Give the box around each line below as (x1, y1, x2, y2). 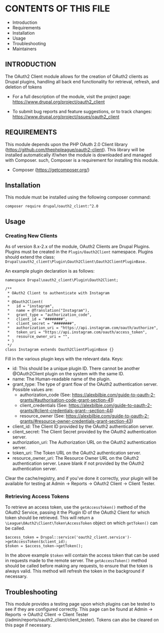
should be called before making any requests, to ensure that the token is (5, 563, 153, 569)
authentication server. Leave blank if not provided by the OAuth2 (12, 460, 145, 467)
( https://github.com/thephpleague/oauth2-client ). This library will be (5, 146, 145, 152)
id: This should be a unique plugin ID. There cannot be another (12, 365, 140, 371)
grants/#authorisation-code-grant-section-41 (19, 397, 112, 403)
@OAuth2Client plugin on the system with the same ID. (12, 371, 124, 377)
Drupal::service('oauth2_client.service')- (40, 535, 132, 540)
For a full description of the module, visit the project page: (12, 93, 131, 99)
